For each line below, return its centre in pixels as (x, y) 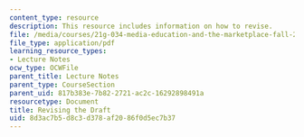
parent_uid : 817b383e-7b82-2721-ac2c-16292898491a (107, 93)
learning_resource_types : (58, 51)
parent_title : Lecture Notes (64, 77)
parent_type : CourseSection (62, 85)
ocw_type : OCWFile (44, 68)
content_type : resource (54, 18)
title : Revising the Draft (60, 110)
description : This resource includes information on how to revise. (141, 26)
